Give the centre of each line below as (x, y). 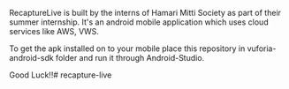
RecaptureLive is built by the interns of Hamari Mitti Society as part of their (145, 13)
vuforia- (262, 48)
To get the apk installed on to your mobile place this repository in (127, 48)
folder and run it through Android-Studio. (130, 58)
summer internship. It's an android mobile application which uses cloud (139, 22)
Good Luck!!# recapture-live (61, 75)
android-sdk (32, 58)
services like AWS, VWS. (54, 31)
